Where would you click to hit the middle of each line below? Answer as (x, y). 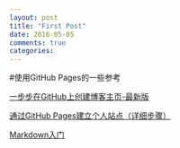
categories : (31, 51)
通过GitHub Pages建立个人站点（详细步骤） (90, 116)
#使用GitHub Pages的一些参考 (65, 78)
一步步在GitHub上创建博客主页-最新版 (80, 97)
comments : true (38, 43)
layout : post (34, 17)
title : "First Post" (48, 26)
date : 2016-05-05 (42, 34)
